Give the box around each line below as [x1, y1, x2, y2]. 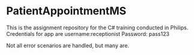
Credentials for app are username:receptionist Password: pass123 [6, 30, 170, 37]
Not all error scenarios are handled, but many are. [6, 42, 130, 49]
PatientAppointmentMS [6, 4, 127, 18]
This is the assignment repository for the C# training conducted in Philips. [6, 24, 189, 31]
